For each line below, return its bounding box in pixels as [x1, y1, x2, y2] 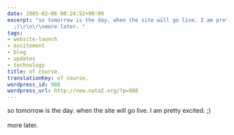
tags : [7, 29, 23, 37]
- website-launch [7, 36, 58, 43]
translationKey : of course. [7, 74, 89, 82]
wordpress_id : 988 [7, 81, 61, 88]
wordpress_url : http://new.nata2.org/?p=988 [7, 87, 139, 94]
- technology [7, 62, 45, 69]
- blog [7, 49, 26, 56]
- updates [7, 55, 36, 62]
